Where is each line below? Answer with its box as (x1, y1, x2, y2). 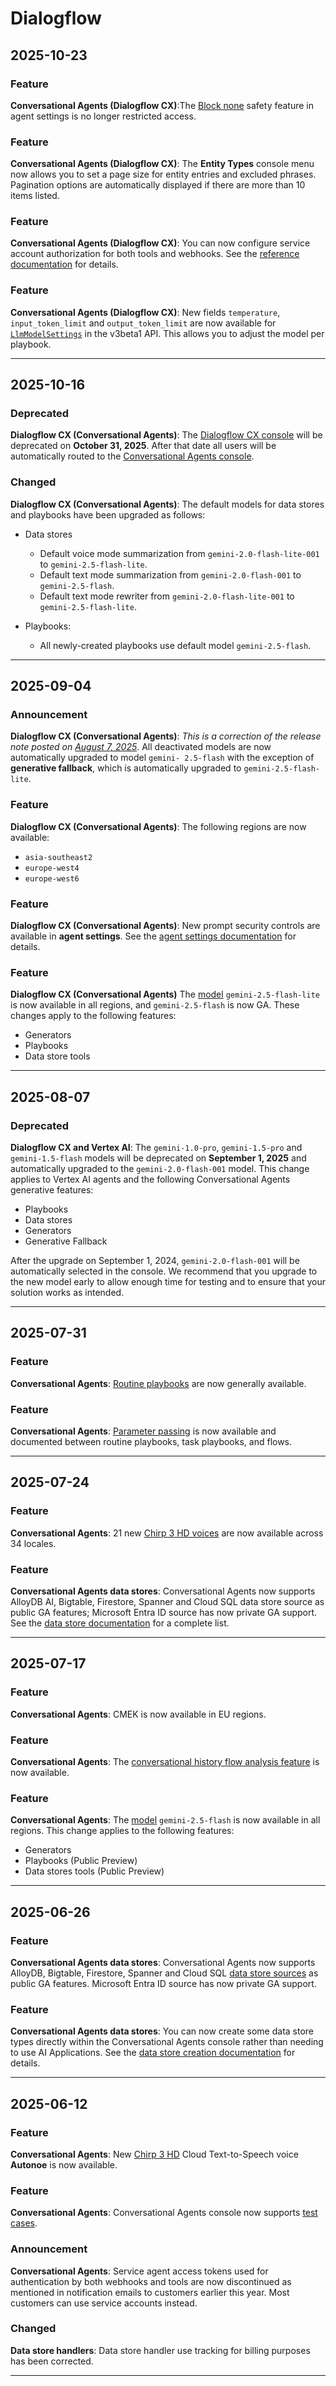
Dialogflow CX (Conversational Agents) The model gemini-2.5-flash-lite (10, 988, 320, 1001)
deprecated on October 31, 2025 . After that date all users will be (10, 440, 277, 452)
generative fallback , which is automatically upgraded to (10, 762, 242, 774)
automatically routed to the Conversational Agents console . (10, 450, 255, 462)
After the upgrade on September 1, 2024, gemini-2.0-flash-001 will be (10, 1255, 300, 1267)
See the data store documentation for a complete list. (10, 1617, 230, 1629)
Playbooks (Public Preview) (24, 1855, 138, 1867)
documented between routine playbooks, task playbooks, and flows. (10, 1436, 293, 1447)
